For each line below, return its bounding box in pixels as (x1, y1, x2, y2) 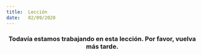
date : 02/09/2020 (6, 15, 56, 21)
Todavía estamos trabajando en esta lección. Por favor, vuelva (8, 35, 197, 43)
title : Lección (6, 9, 47, 15)
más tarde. (86, 42, 119, 51)
